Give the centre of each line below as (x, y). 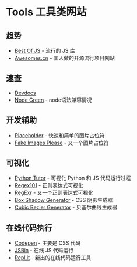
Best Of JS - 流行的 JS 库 (45, 51)
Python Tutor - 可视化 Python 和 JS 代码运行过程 (73, 178)
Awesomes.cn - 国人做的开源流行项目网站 (65, 58)
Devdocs (25, 93)
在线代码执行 (29, 227)
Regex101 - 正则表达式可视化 (49, 185)
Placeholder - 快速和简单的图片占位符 (59, 135)
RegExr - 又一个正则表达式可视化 (54, 193)
